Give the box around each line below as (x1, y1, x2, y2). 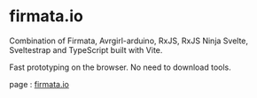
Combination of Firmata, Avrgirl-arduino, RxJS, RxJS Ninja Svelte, (9, 35, 249, 46)
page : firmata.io (9, 79, 69, 89)
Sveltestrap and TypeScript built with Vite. (9, 44, 163, 55)
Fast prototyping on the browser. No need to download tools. (9, 62, 232, 72)
